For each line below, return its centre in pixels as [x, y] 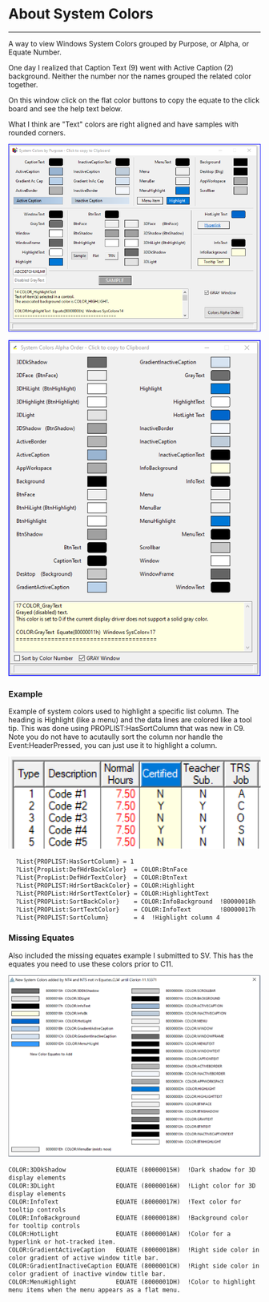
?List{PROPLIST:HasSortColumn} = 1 [75, 862]
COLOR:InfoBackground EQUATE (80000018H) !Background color [128, 1218]
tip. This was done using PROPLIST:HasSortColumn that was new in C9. [127, 729]
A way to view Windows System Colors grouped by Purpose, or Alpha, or [129, 43]
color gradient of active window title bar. [84, 1258]
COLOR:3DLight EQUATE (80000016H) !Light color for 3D [132, 1186]
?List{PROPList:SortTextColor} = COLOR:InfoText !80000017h [136, 910]
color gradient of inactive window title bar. [87, 1274]
